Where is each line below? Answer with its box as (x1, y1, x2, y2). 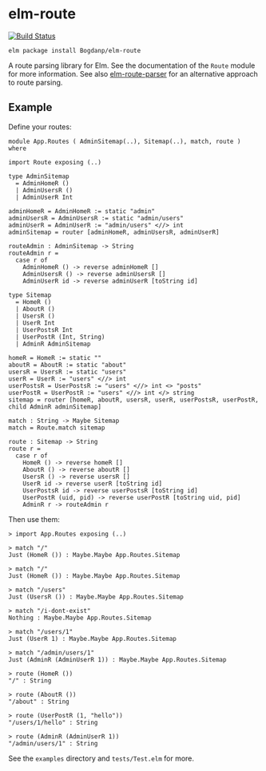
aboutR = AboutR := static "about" (8, 361, 127, 369)
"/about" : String (8, 698, 69, 706)
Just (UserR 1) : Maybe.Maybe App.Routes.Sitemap (8, 635, 177, 642)
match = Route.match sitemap (8, 424, 105, 432)
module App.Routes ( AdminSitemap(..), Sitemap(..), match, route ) (8, 137, 241, 145)
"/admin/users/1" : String (8, 739, 98, 747)
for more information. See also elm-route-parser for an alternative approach (8, 69, 258, 78)
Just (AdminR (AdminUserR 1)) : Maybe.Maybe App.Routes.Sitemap (8, 655, 227, 663)
